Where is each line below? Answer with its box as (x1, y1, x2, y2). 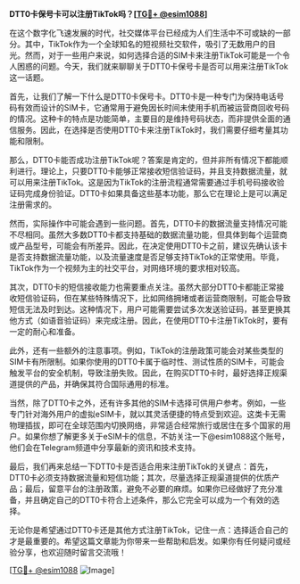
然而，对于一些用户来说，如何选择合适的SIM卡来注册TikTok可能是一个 (24, 50, 283, 61)
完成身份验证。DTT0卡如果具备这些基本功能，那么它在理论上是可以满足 (24, 188, 288, 199)
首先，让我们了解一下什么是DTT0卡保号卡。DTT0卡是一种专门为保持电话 (9, 91, 277, 102)
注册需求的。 (9, 200, 56, 210)
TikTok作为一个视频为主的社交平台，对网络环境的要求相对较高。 (9, 263, 246, 273)
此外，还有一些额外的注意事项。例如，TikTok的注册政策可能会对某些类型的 (9, 345, 284, 356)
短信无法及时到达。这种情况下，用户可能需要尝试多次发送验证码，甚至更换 (9, 304, 283, 315)
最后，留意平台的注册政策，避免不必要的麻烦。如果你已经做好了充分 (24, 483, 275, 494)
